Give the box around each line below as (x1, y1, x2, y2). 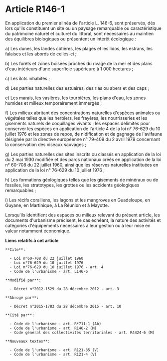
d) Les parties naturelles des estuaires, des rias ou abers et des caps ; (5, 85, 150, 91)
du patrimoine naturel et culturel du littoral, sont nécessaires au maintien (5, 30, 154, 36)
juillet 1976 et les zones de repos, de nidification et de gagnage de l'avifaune (5, 131, 163, 137)
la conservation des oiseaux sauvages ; (5, 141, 86, 148)
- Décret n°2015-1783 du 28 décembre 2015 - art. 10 (9, 304, 122, 309)
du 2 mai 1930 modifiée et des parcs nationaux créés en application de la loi (5, 156, 162, 163)
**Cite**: (5, 247, 26, 252)
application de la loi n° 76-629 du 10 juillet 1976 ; (5, 167, 105, 173)
